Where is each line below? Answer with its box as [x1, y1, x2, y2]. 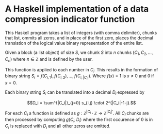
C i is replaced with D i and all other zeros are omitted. [5, 123, 111, 130]
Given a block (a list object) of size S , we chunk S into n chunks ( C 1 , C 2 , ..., [5, 50, 153, 56]
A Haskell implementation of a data [5, 3, 149, 15]
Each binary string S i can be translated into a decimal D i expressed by [5, 89, 145, 97]
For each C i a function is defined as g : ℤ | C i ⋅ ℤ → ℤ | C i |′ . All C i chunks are [5, 109, 149, 117]
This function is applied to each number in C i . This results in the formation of [5, 67, 158, 74]
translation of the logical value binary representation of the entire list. [5, 40, 143, 46]
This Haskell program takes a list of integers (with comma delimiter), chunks [5, 30, 157, 35]
